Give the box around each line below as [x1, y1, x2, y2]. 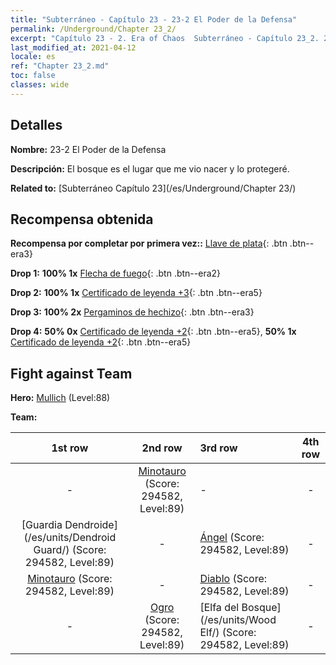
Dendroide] [64, 518, 118, 532]
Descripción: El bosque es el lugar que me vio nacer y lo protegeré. [10, 162, 290, 175]
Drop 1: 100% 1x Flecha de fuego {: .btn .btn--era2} [10, 267, 222, 280]
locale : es [10, 52, 56, 62]
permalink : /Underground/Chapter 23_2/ [10, 24, 177, 34]
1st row [51, 441, 89, 455]
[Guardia [21, 518, 63, 532]
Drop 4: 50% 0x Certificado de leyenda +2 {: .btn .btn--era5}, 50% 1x [10, 326, 297, 338]
